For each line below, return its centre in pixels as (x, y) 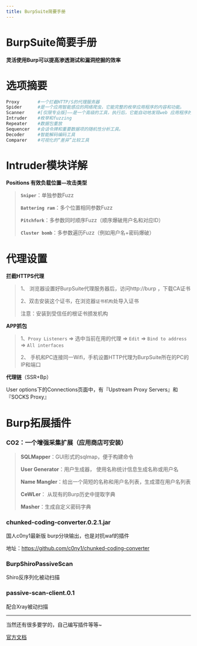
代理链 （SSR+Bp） (29, 377)
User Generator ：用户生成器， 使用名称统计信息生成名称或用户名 (99, 469)
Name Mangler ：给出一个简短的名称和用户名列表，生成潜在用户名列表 (106, 481)
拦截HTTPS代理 (25, 276)
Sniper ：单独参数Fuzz (47, 195)
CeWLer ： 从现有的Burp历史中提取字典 (68, 494)
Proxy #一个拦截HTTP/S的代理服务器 (53, 102)
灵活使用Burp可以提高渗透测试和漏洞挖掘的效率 (64, 60)
